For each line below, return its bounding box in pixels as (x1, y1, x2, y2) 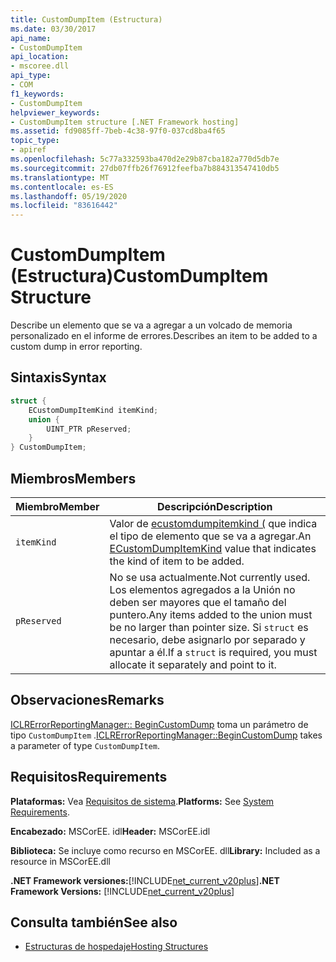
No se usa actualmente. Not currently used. (109, 570, 311, 584)
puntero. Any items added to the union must (109, 607, 313, 621)
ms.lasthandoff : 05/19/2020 (10, 191, 128, 201)
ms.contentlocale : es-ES (10, 182, 114, 192)
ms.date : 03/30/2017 (10, 24, 97, 34)
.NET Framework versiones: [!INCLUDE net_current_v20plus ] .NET (10, 874, 280, 886)
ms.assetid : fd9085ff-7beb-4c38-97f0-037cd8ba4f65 (10, 126, 226, 136)
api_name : (10, 33, 52, 43)
